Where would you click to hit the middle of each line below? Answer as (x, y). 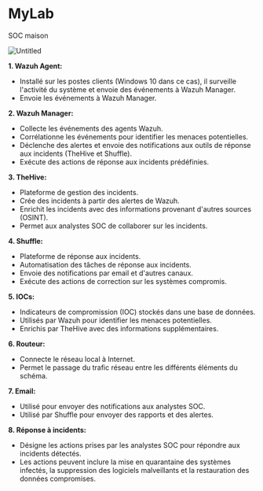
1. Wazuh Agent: (35, 66)
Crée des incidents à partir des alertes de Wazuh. (100, 201)
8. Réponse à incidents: (47, 430)
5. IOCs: (22, 297)
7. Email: (22, 391)
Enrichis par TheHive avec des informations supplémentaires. (119, 328)
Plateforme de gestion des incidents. (79, 192)
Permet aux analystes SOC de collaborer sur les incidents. (113, 226)
